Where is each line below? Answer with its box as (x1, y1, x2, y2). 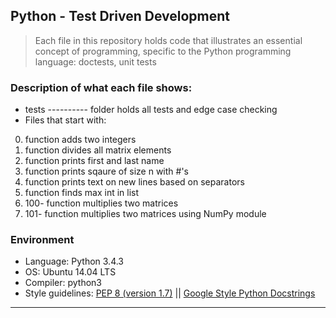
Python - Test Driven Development (10, 8, 230, 25)
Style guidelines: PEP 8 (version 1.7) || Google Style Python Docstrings (24, 287, 316, 299)
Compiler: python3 (24, 277, 102, 289)
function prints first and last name (24, 155, 165, 167)
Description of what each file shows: (10, 80, 193, 94)
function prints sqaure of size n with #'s (24, 165, 189, 178)
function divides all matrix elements (24, 144, 172, 156)
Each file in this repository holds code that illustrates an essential (34, 34, 303, 46)
